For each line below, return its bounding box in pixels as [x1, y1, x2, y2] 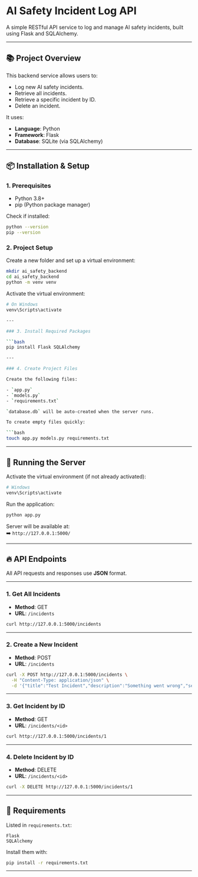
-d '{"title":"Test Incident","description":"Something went [11, 683, 165, 689]
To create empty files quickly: [6, 419, 85, 426]
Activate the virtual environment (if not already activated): [6, 473, 146, 480]
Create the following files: [6, 377, 78, 382]
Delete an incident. [14, 102, 61, 109]
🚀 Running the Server [6, 457, 86, 467]
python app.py [6, 512, 41, 518]
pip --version [6, 230, 41, 235]
